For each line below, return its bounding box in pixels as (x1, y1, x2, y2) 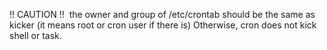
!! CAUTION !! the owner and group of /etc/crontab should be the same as (9, 9, 316, 20)
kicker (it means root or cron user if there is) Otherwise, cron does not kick (9, 19, 317, 31)
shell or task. (9, 30, 62, 41)
